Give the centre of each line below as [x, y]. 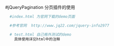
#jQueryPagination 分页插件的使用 [40, 7]
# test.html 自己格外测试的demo [41, 34]
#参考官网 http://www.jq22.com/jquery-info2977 [59, 25]
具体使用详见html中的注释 [37, 39]
